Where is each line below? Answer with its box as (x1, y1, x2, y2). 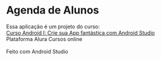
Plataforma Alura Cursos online (6, 35, 83, 42)
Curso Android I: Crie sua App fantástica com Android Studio (6, 29, 155, 36)
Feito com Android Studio (6, 48, 68, 55)
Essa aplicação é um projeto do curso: (6, 23, 100, 30)
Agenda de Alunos (6, 4, 99, 17)
